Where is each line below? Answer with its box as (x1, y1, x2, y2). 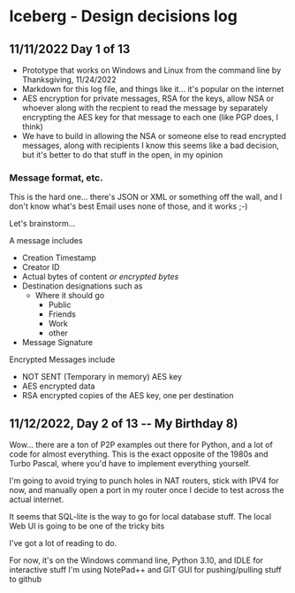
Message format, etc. (9, 171, 103, 183)
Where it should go (34, 290, 105, 301)
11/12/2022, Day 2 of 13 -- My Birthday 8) (9, 416, 238, 431)
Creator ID (21, 262, 60, 273)
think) (21, 121, 44, 132)
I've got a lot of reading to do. (9, 538, 117, 549)
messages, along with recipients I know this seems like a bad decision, (21, 140, 280, 150)
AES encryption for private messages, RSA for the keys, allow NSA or (21, 93, 275, 104)
